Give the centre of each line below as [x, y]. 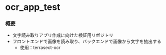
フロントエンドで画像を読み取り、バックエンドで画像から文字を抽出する [87, 42]
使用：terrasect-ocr [40, 48]
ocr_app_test [33, 7]
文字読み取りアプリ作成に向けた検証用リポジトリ [63, 35]
